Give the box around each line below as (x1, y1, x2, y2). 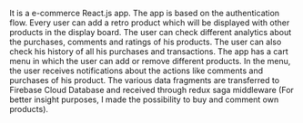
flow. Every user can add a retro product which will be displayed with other (9, 17, 290, 28)
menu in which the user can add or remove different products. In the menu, (9, 56, 291, 66)
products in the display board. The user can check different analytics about (9, 27, 292, 37)
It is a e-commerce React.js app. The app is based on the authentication (9, 8, 280, 18)
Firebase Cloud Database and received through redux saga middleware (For (9, 85, 294, 95)
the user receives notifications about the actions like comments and (9, 65, 264, 76)
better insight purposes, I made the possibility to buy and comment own (9, 94, 279, 105)
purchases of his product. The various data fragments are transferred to (9, 75, 280, 85)
